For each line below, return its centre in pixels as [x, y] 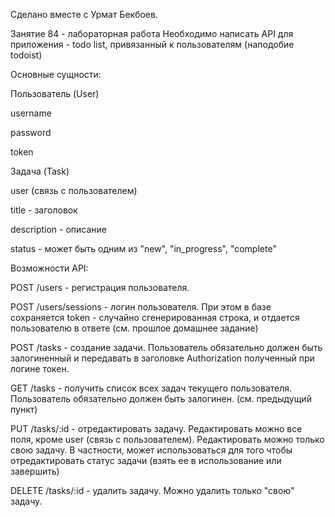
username [31, 113]
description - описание [59, 229]
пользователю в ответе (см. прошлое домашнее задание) [134, 328]
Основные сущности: [56, 74]
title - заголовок [44, 210]
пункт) [24, 409]
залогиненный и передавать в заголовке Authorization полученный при [162, 358]
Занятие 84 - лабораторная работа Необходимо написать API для [152, 33]
